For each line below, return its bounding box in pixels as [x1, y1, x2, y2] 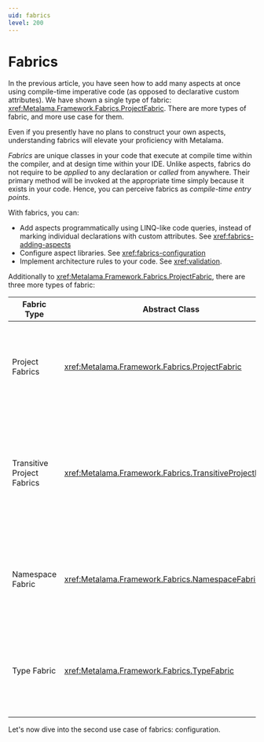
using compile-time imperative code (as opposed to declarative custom [8, 87, 240, 97]
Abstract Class [142, 304, 200, 315]
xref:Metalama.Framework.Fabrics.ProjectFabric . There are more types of [8, 104, 247, 113]
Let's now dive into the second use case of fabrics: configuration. [8, 725, 221, 734]
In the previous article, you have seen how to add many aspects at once [8, 79, 241, 88]
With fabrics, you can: [8, 208, 80, 217]
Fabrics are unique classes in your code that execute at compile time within [8, 151, 253, 161]
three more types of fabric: [8, 280, 96, 290]
